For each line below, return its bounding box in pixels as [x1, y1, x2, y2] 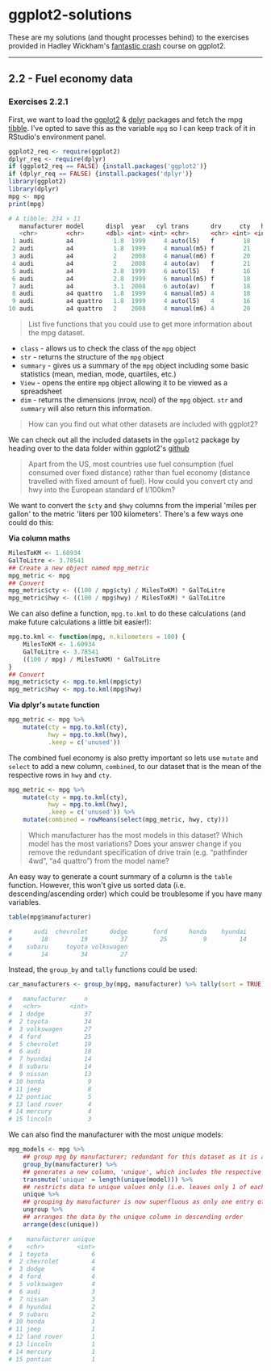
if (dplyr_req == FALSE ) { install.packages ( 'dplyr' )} [8, 170, 194, 179]
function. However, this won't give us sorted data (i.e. [8, 881, 186, 889]
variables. [8, 898, 41, 906]
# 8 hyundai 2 [8, 1302, 95, 1310]
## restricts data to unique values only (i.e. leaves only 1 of [23, 1183, 248, 1191]
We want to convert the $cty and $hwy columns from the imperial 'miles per [8, 501, 256, 510]
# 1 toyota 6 [8, 1250, 95, 1258]
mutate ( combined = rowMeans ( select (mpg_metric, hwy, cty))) [23, 816, 229, 824]
